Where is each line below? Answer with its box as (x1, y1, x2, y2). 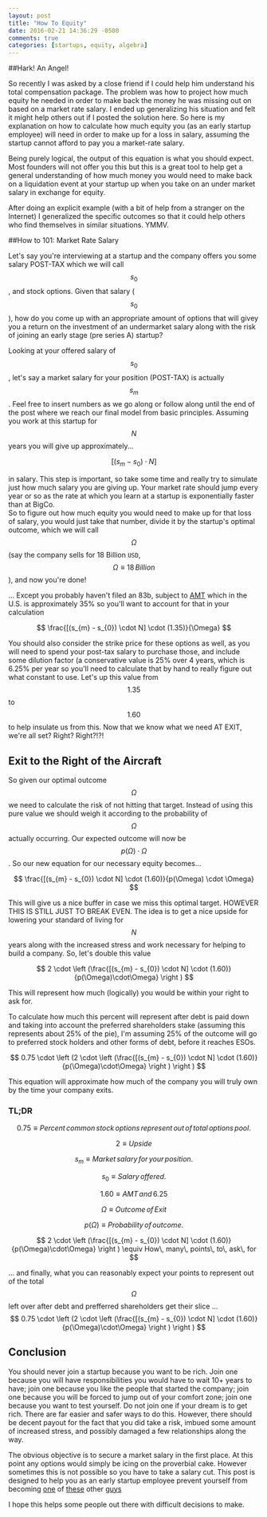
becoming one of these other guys (8, 1483, 122, 1494)
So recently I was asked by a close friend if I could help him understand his (8, 79, 255, 89)
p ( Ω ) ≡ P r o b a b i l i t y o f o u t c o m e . (84, 1220, 184, 1229)
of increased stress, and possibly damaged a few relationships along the (8, 1426, 247, 1436)
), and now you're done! (8, 575, 87, 585)
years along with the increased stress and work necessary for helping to (8, 939, 245, 949)
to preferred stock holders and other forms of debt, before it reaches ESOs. (8, 1037, 257, 1046)
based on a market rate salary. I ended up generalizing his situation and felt (8, 105, 256, 114)
